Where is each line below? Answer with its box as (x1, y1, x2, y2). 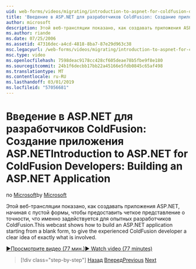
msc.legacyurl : (6, 47, 43, 53)
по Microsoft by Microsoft (6, 191, 67, 198)
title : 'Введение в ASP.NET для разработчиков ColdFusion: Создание (6, 14, 176, 20)
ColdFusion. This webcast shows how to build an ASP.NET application (6, 221, 173, 228)
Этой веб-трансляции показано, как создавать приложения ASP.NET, (6, 202, 180, 209)
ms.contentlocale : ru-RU (6, 74, 66, 80)
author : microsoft (6, 19, 51, 25)
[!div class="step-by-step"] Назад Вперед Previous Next (20, 256, 156, 263)
